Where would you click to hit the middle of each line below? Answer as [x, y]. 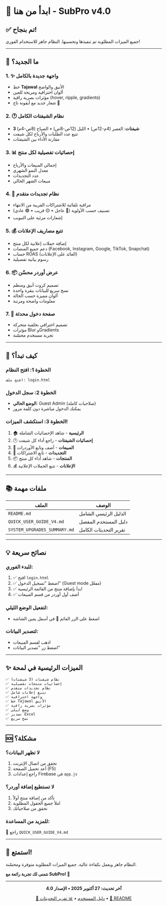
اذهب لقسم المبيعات [32, 642]
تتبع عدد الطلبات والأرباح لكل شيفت [45, 134]
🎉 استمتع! [19, 852]
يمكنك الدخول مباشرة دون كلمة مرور [47, 409]
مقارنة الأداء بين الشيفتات [36, 139]
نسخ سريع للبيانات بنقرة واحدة [41, 290]
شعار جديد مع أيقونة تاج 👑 [36, 103]
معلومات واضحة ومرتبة [34, 301]
